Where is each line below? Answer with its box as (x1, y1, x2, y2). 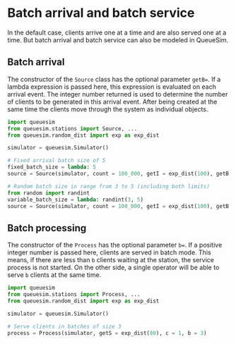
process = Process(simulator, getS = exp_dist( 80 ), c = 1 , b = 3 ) (7, 329, 207, 336)
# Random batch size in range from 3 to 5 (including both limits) (7, 183, 211, 190)
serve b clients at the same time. (7, 271, 102, 279)
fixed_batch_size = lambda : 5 (7, 164, 97, 171)
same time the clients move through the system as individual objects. (7, 104, 208, 113)
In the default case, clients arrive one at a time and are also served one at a (7, 28, 227, 37)
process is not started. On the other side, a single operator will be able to (7, 263, 220, 272)
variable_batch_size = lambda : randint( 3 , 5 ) (7, 196, 143, 203)
